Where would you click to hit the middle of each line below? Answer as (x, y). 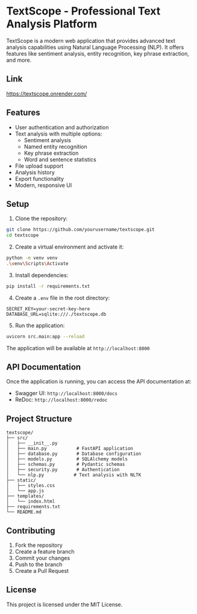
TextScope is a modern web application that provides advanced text (91, 41)
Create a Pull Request (42, 571)
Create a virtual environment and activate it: (69, 247)
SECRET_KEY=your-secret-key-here (48, 309)
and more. (19, 60)
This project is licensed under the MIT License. (64, 604)
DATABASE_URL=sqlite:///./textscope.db (56, 314)
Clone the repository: (41, 218)
